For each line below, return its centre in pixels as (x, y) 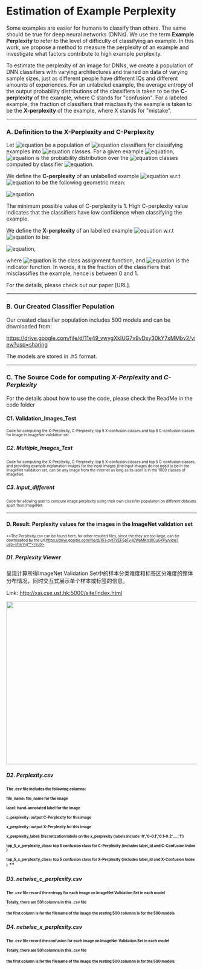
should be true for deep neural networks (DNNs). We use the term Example (100, 34)
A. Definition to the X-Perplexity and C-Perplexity (80, 131)
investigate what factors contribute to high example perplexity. (84, 53)
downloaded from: (29, 326)
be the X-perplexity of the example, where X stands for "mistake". (89, 110)
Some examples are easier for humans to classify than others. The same (96, 28)
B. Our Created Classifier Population (60, 307)
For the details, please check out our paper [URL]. (69, 285)
